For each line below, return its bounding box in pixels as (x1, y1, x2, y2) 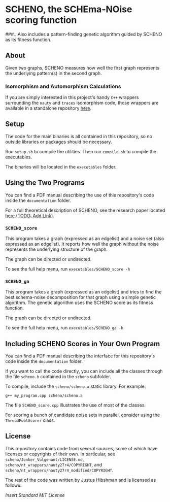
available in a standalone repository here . (5, 105, 91, 111)
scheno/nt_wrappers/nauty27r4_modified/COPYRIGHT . (5, 467, 114, 473)
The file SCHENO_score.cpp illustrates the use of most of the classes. (5, 402, 146, 408)
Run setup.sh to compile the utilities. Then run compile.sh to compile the (5, 148, 156, 154)
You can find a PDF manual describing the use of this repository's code (5, 192, 154, 198)
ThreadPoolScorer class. (5, 417, 55, 423)
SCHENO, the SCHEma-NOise (5, 4, 132, 15)
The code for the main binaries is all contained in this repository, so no (5, 133, 152, 139)
